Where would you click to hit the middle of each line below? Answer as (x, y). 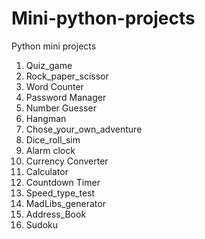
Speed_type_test (60, 193)
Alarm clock (50, 150)
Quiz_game (49, 65)
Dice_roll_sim (53, 139)
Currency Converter (67, 161)
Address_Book (56, 214)
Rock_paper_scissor (67, 76)
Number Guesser (61, 108)
